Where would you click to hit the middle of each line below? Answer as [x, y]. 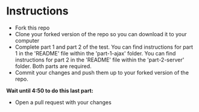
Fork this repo [32, 28]
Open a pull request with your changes [63, 102]
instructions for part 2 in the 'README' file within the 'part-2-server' [99, 60]
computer [27, 40]
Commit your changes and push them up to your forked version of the [102, 72]
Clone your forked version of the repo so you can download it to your [101, 34]
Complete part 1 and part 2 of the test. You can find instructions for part [104, 47]
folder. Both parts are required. [53, 66]
